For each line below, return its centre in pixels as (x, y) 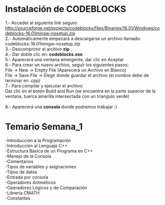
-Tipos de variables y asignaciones (41, 166)
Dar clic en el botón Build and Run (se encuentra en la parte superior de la (80, 91)
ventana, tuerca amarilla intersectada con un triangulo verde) (67, 96)
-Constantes (18, 198)
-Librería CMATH (22, 193)
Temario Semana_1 (44, 127)
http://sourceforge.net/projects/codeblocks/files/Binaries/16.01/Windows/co (82, 28)
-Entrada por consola (27, 177)
